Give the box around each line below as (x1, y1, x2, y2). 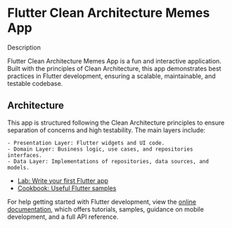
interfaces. (7, 151, 42, 159)
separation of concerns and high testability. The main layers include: (7, 125, 206, 134)
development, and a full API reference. (7, 213, 119, 221)
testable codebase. (7, 79, 63, 87)
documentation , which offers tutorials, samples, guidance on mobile (7, 205, 204, 213)
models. (7, 164, 30, 171)
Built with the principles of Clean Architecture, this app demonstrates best (7, 64, 221, 72)
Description (7, 43, 41, 51)
